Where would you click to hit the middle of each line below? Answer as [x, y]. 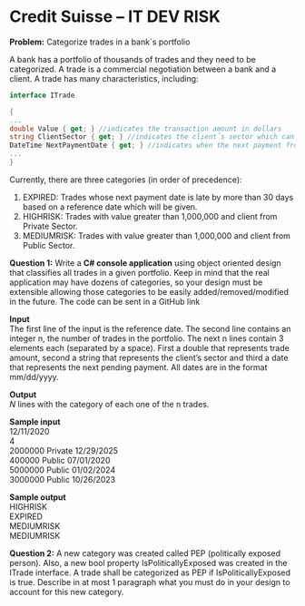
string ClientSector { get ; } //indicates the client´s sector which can [152, 137]
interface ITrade [42, 95]
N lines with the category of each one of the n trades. [109, 404]
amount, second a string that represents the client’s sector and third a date [149, 357]
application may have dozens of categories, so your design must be [136, 282]
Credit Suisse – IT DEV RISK [115, 17]
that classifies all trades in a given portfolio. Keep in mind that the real [139, 272]
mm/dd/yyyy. [34, 376]
